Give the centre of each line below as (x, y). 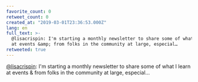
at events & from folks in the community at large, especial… (78, 72)
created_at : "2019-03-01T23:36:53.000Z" (57, 22)
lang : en (17, 28)
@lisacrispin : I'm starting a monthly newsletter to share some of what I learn (98, 66)
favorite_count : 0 (29, 11)
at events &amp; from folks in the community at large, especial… (95, 45)
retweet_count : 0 (27, 17)
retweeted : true (26, 50)
